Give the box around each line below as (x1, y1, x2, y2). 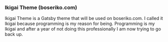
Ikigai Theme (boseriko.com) (5, 4, 77, 11)
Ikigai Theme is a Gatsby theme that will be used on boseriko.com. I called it (5, 15, 163, 21)
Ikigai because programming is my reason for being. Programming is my (5, 20, 155, 26)
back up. (5, 31, 23, 37)
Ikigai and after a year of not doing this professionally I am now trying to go (5, 26, 161, 32)
